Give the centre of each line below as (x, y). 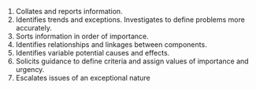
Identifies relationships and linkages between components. (111, 45)
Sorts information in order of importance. (82, 36)
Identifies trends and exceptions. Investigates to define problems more (130, 20)
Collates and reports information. (69, 11)
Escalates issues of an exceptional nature (83, 78)
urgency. (30, 69)
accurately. (34, 28)
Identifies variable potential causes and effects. (93, 53)
